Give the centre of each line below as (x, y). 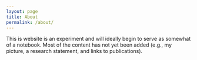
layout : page (22, 11)
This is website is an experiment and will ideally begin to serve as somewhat (98, 39)
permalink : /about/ (30, 22)
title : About (22, 17)
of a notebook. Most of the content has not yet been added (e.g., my (89, 45)
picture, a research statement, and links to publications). (74, 51)
